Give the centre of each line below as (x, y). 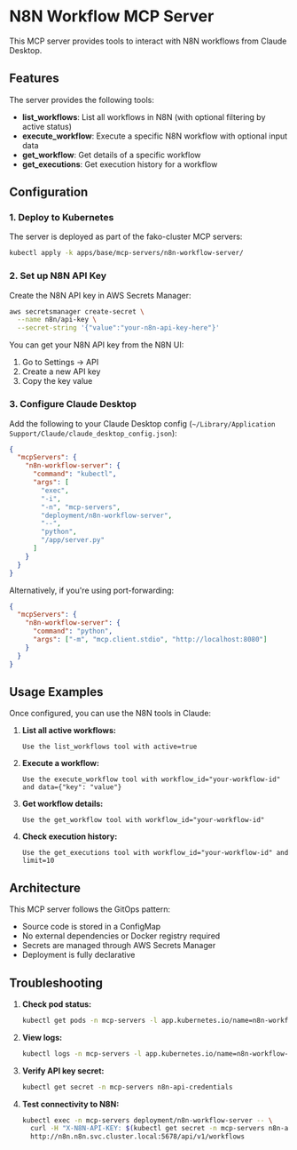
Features (34, 79)
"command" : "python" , (73, 631)
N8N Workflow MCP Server (112, 16)
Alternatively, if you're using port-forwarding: (92, 590)
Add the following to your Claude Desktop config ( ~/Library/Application (143, 423)
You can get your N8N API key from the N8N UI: (97, 345)
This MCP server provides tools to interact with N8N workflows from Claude (148, 41)
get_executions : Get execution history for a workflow (120, 164)
